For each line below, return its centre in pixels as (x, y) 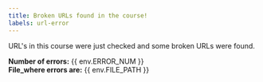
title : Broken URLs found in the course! (78, 16)
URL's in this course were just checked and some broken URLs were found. (131, 45)
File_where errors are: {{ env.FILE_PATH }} (79, 69)
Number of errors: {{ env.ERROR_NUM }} (76, 61)
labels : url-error (39, 23)
